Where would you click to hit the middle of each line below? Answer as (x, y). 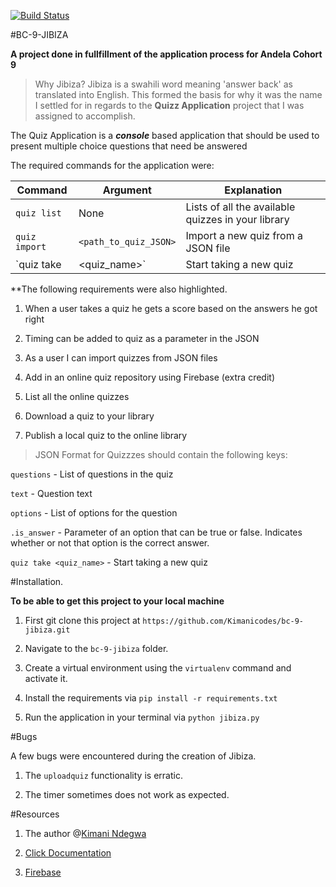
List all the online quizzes (77, 396)
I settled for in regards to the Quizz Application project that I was (169, 105)
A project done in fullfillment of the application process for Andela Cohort (166, 54)
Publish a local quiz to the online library (106, 435)
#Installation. (37, 581)
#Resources (35, 814)
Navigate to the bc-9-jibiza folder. (96, 648)
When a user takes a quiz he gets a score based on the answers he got (171, 308)
